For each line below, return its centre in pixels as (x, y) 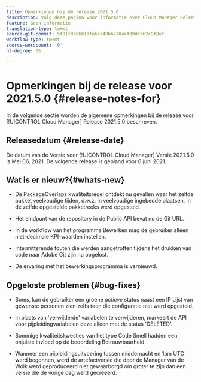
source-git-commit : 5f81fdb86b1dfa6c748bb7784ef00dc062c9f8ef (85, 34)
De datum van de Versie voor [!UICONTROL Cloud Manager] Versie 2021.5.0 (100, 155)
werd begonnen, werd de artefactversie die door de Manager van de (99, 360)
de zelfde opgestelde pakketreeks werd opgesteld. (77, 207)
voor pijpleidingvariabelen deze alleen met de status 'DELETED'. (94, 324)
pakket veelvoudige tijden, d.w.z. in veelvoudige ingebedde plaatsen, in (103, 201)
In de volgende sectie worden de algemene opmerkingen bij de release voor (100, 115)
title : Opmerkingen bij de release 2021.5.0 (63, 12)
